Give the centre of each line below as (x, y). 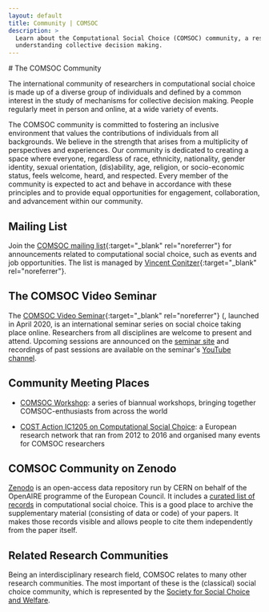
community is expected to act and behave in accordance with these (120, 184)
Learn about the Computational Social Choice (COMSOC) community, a (132, 38)
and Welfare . (29, 600)
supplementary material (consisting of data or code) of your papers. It (123, 514)
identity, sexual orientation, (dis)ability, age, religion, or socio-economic (126, 167)
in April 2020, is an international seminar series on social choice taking (125, 324)
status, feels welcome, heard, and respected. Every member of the (118, 176)
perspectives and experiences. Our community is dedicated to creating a (128, 150)
